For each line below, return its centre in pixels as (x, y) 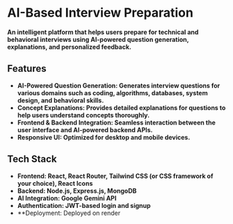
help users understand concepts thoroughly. (83, 115)
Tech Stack (32, 159)
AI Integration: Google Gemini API (67, 198)
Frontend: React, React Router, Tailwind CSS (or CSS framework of (115, 176)
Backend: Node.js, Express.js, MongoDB (77, 191)
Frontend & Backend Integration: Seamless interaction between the (116, 122)
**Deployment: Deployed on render (69, 213)
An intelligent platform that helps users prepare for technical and (103, 32)
